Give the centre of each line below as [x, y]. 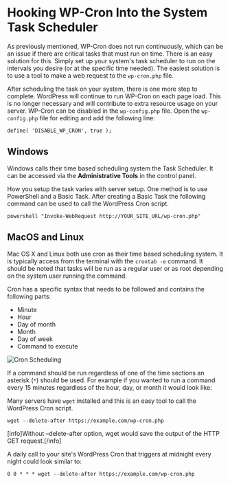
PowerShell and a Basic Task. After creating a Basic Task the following [106, 196]
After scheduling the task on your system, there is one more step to [102, 89]
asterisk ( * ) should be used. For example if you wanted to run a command [111, 380]
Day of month [36, 324]
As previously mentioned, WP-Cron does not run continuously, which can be [115, 46]
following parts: [29, 296]
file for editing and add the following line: [97, 118]
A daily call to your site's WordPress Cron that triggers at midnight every [109, 454]
